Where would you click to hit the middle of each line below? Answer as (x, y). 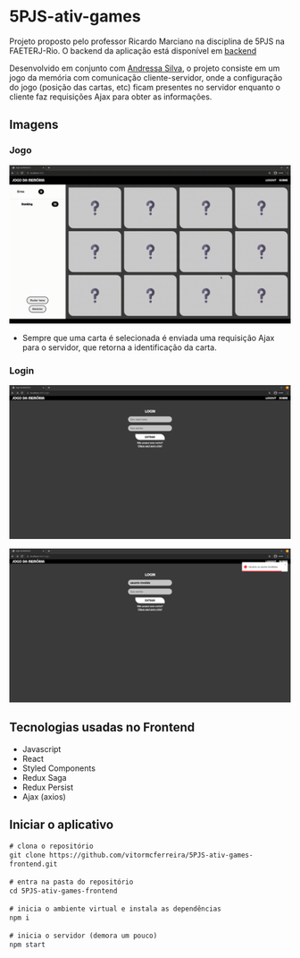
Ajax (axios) (44, 796)
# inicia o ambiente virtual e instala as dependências (115, 909)
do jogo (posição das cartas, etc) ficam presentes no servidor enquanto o (145, 87)
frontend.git (33, 864)
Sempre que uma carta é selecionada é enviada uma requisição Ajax (148, 338)
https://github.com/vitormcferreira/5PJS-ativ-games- (151, 855)
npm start (28, 945)
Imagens (34, 125)
